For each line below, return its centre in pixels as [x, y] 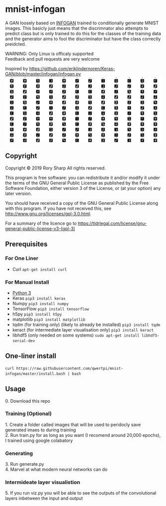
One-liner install [31, 356]
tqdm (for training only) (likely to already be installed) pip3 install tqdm [86, 325]
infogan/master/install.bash [35, 374]
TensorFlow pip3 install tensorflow [51, 309]
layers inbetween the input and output [44, 499]
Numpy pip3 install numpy [40, 303]
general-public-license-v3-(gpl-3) [40, 228]
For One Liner [22, 258]
